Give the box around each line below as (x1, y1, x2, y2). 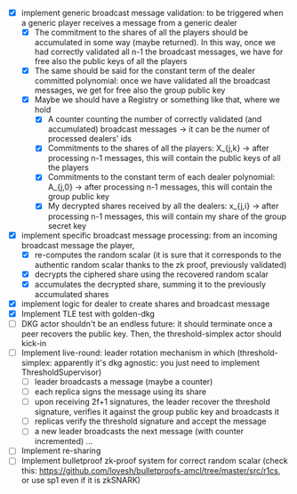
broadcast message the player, (20, 239, 135, 250)
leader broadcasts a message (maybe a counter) (34, 377, 213, 386)
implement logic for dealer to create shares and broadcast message (20, 298, 270, 309)
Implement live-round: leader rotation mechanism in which (20, 347, 236, 358)
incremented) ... (34, 436, 93, 447)
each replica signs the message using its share (34, 386, 206, 397)
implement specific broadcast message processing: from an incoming (20, 230, 277, 240)
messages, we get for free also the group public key (34, 85, 226, 96)
